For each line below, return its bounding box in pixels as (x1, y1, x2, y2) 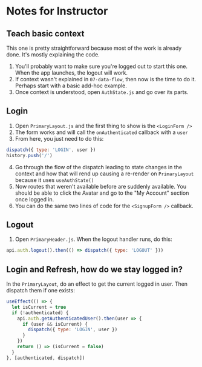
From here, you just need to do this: (15, 135, 104, 142)
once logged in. (15, 195, 54, 203)
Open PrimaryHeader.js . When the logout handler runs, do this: (15, 235, 172, 243)
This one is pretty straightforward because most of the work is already (6, 44, 182, 52)
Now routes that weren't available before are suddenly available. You (15, 183, 187, 190)
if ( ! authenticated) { (11, 309, 69, 316)
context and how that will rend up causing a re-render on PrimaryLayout (15, 170, 194, 177)
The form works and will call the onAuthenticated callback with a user (15, 129, 189, 136)
